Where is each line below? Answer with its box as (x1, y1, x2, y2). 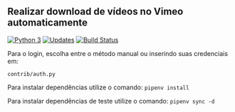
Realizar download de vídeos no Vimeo (7, 6, 184, 18)
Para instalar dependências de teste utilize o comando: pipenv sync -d (7, 96, 215, 105)
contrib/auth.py (7, 70, 56, 77)
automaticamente (7, 17, 88, 29)
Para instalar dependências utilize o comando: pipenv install (7, 83, 190, 91)
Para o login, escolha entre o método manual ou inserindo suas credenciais (7, 49, 229, 57)
